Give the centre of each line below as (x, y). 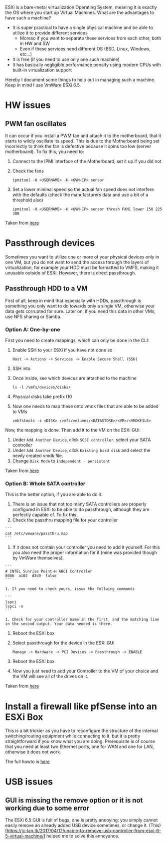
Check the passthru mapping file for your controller (65, 520)
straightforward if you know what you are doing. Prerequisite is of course (80, 741)
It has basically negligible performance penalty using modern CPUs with (86, 65)
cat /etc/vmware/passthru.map (37, 534)
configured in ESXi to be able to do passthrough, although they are (81, 509)
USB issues (29, 782)
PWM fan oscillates (36, 124)
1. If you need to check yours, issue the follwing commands (70, 589)
